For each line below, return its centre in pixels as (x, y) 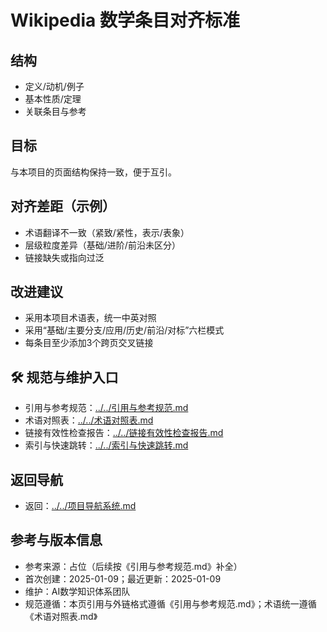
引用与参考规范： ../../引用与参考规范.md (106, 408)
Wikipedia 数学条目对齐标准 (125, 20)
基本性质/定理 (53, 99)
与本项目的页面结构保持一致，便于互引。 (93, 172)
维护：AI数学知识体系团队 (77, 591)
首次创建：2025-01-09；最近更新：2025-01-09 (123, 578)
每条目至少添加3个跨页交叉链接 (89, 343)
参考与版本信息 (56, 540)
